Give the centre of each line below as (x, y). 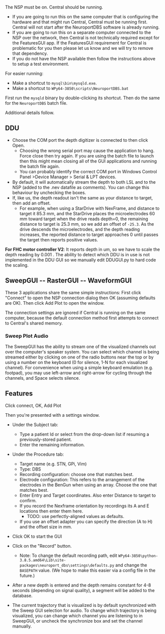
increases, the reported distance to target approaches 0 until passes (89, 235)
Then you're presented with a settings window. (53, 415)
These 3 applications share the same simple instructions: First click (73, 292)
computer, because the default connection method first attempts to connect (82, 317)
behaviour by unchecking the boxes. (49, 193)
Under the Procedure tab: (38, 454)
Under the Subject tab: (35, 425)
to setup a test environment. (41, 64)
